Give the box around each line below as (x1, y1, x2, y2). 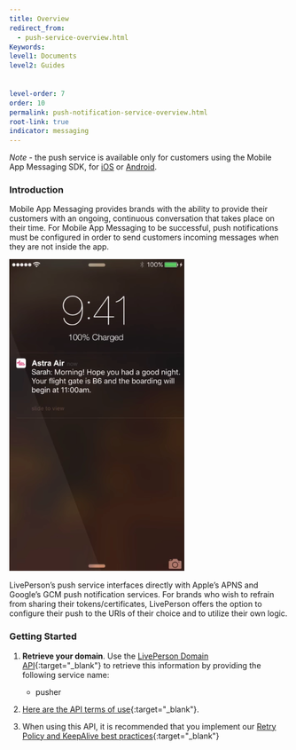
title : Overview (9, 14, 69, 23)
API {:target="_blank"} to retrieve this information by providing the (21, 659, 261, 670)
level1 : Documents (9, 51, 77, 61)
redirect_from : (9, 23, 66, 33)
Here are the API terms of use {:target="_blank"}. (21, 704, 199, 714)
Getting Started (9, 630, 77, 643)
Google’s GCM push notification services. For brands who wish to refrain (9, 589, 275, 600)
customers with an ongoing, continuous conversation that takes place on (9, 213, 275, 224)
